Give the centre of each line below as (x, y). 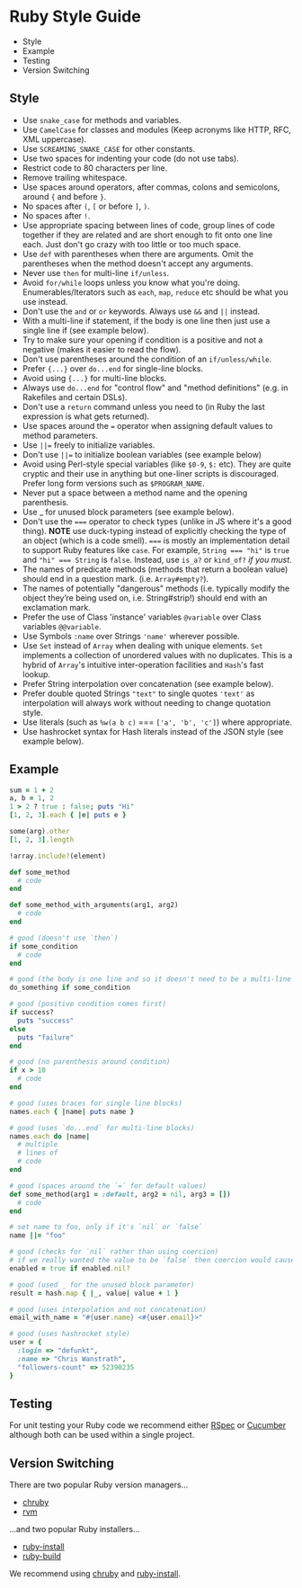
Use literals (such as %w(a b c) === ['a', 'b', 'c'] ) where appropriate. (157, 722)
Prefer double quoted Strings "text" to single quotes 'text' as (138, 693)
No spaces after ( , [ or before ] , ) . (86, 206)
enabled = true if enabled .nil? (70, 1268)
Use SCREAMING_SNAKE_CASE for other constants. (109, 148)
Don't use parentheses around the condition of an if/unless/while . (147, 359)
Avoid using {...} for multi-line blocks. (94, 378)
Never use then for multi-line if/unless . (96, 272)
